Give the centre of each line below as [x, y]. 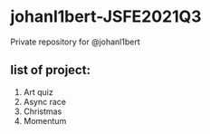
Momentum [45, 120]
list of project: [51, 70]
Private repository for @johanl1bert [76, 42]
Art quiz [38, 91]
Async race [45, 101]
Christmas [43, 111]
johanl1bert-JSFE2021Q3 [106, 17]
